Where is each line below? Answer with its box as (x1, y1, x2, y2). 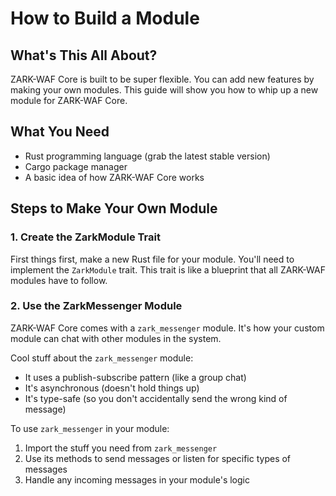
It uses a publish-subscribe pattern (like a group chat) (24, 371, 247, 383)
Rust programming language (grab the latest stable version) (24, 150, 271, 162)
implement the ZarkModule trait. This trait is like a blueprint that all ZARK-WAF (10, 263, 326, 276)
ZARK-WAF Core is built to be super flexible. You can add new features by (10, 73, 315, 85)
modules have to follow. (10, 274, 108, 286)
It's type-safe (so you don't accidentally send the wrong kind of (24, 392, 288, 404)
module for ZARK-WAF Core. (10, 95, 128, 106)
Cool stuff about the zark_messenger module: (10, 352, 194, 364)
